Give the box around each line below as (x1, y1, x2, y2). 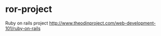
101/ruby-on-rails (5, 25, 41, 31)
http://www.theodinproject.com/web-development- (49, 20, 156, 26)
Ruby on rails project (5, 20, 48, 26)
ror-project (5, 3, 52, 15)
